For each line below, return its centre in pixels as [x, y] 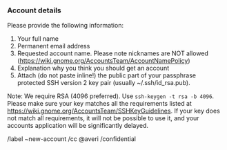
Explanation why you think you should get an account [93, 68]
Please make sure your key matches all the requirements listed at [99, 104]
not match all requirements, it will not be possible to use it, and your [103, 118]
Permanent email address [53, 46]
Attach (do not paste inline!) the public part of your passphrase [107, 75]
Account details [34, 10]
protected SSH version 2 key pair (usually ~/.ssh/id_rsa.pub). [104, 83]
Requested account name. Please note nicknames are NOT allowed [113, 53]
